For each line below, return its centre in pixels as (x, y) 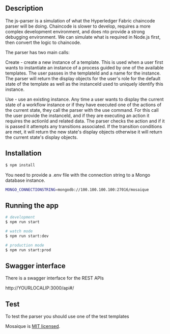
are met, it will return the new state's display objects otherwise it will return (84, 132)
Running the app (32, 206)
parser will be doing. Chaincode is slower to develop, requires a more (78, 26)
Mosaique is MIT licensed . (33, 326)
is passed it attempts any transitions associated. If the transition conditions (84, 126)
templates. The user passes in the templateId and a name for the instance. (83, 73)
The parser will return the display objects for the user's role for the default (83, 78)
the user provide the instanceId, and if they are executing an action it (77, 115)
